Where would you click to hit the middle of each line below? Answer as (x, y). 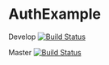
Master (20, 52)
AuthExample (55, 14)
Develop (22, 37)
